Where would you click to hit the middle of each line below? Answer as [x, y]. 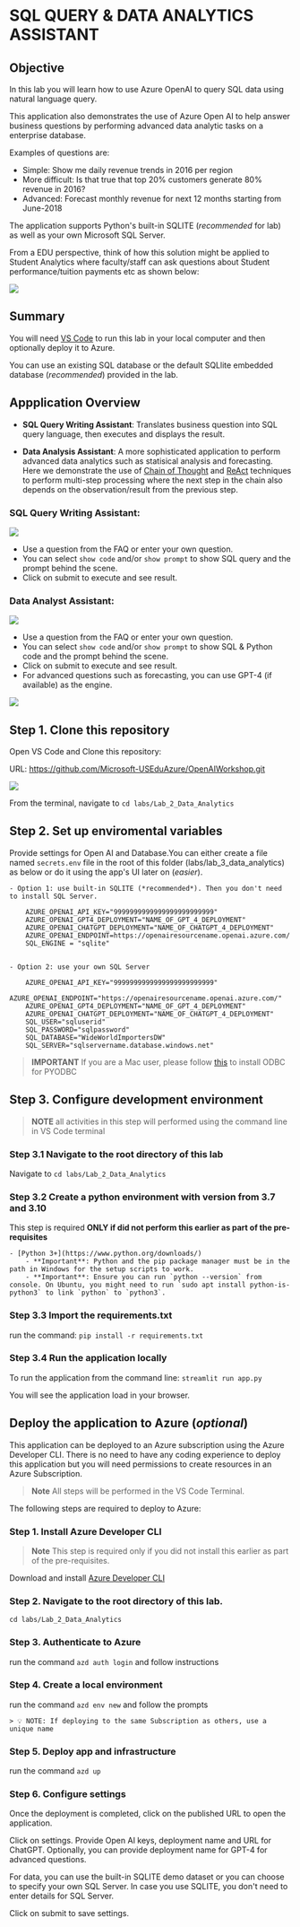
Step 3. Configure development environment [137, 1100]
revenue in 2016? [54, 189]
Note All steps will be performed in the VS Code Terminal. [137, 1491]
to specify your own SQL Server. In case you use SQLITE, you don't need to [149, 1887]
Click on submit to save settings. [69, 1914]
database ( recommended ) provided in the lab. [94, 374]
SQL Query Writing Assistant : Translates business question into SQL [150, 424]
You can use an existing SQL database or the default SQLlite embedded [141, 365]
